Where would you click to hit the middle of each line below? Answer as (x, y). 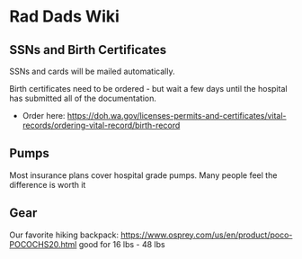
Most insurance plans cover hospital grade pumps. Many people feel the (143, 175)
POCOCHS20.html (43, 244)
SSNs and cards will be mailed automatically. (92, 71)
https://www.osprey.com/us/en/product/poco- (207, 235)
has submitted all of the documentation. (83, 98)
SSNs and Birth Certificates (88, 50)
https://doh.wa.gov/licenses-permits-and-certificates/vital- (177, 116)
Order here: (44, 116)
